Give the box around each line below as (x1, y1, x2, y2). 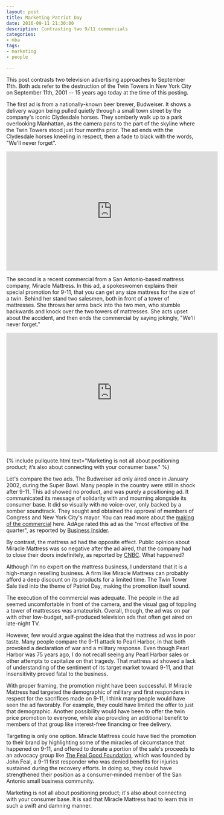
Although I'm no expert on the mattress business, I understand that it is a (6, 563, 187, 570)
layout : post (6, 8, 39, 15)
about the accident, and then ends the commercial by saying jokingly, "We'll (6, 314, 195, 321)
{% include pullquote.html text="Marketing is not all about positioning (6, 457, 179, 464)
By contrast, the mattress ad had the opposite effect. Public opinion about (6, 538, 190, 545)
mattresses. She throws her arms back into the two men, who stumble (6, 301, 181, 308)
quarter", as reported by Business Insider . (6, 527, 110, 534)
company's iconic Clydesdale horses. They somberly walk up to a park (6, 113, 183, 121)
